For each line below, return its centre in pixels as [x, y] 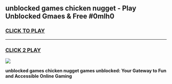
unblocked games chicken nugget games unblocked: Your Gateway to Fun [86, 70]
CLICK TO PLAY [25, 31]
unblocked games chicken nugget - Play [71, 8]
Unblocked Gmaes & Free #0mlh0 [60, 17]
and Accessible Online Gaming [39, 76]
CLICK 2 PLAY [23, 50]
